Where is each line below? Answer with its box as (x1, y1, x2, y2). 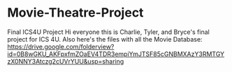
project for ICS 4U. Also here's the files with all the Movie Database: (7, 35, 203, 43)
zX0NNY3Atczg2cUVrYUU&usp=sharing (7, 57, 124, 65)
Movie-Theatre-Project (7, 5, 144, 21)
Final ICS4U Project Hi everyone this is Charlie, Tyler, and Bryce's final (7, 28, 210, 36)
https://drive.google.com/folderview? (7, 42, 115, 51)
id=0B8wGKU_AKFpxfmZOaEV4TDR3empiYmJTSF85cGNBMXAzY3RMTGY (7, 50, 225, 58)
